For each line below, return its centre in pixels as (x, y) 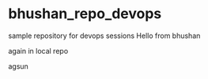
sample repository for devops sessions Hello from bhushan (104, 36)
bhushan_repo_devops (85, 14)
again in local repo (38, 51)
